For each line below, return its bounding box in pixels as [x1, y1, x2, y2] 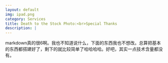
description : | [5, 26, 37, 31]
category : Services [5, 16, 46, 21]
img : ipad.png [5, 12, 35, 17]
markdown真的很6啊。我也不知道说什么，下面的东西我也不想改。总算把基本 [5, 40, 161, 46]
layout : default [5, 7, 39, 12]
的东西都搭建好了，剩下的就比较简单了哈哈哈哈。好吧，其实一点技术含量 [5, 46, 154, 52]
